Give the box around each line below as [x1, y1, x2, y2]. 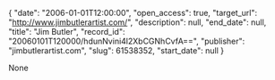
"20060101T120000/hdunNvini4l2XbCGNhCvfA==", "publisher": [8, 36, 245, 46]
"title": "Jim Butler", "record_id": [8, 27, 125, 36]
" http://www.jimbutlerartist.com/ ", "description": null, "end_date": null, [8, 17, 267, 28]
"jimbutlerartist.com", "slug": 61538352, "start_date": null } [8, 45, 225, 56]
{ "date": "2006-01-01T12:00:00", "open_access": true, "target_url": [8, 8, 258, 18]
